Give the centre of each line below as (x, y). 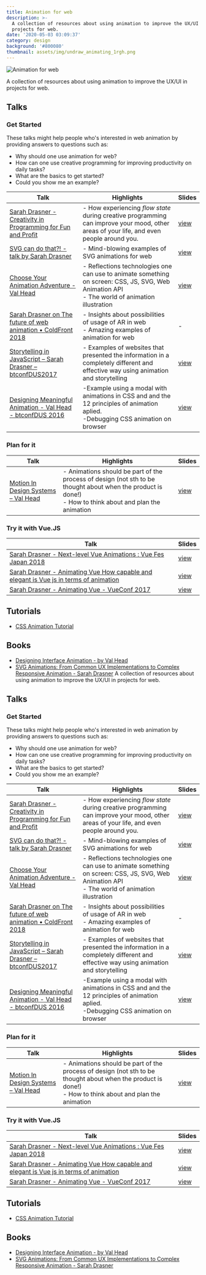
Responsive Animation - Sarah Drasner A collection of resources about (105, 673)
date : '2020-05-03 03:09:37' (44, 35)
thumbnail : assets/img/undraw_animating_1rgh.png (71, 52)
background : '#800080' (35, 47)
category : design (29, 41)
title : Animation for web (39, 12)
